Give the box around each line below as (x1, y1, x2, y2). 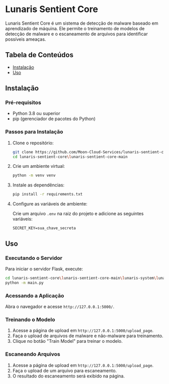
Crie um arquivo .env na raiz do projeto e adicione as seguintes (12, 211, 144, 217)
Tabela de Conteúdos (5, 51, 74, 59)
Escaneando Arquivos (5, 351, 60, 358)
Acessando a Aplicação (5, 292, 64, 299)
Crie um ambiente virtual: (12, 163, 65, 169)
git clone (12, 149, 34, 154)
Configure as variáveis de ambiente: (12, 201, 88, 207)
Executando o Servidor (5, 254, 63, 261)
